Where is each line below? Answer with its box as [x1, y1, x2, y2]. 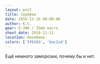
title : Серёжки [5, 12, 36, 17]
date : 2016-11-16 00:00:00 [5, 16, 61, 21]
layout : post [5, 7, 32, 12]
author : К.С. [5, 21, 32, 26]
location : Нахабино [5, 35, 45, 40]
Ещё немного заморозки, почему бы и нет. [5, 53, 95, 59]
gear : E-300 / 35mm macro [5, 26, 58, 31]
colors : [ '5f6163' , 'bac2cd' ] [5, 40, 67, 45]
